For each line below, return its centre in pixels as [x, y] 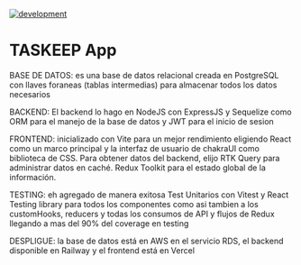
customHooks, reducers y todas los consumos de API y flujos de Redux [142, 214]
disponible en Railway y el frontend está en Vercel [102, 250]
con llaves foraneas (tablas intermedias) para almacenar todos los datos [143, 85]
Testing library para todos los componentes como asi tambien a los [134, 204]
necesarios [30, 94]
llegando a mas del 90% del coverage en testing [99, 223]
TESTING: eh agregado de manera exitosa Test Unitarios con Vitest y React [149, 195]
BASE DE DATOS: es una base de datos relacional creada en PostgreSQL [144, 75]
